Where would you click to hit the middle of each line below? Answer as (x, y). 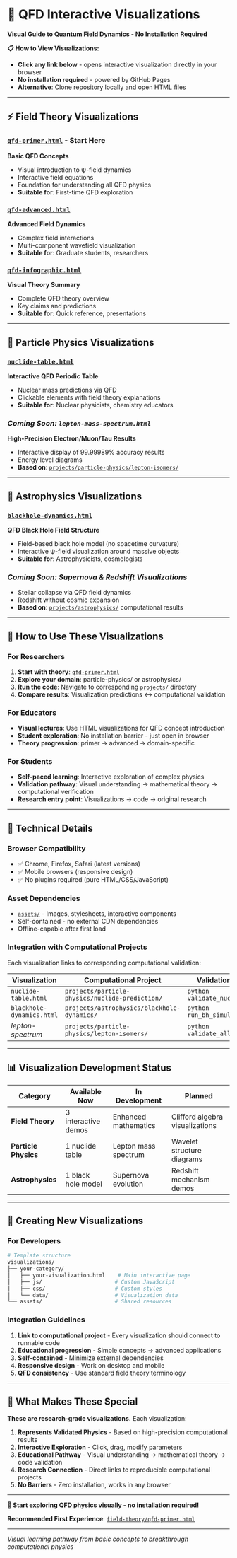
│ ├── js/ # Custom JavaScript (91, 1282)
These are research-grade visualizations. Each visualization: (97, 1419)
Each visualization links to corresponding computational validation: (104, 963)
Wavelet (185, 1141)
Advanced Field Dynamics (47, 224)
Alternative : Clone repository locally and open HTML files (102, 87)
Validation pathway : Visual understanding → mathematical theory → (117, 784)
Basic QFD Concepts (38, 156)
